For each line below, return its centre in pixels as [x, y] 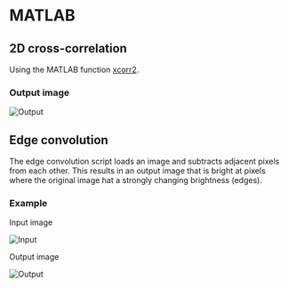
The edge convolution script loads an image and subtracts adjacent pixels [144, 162]
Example [28, 204]
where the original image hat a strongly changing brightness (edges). [136, 180]
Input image [31, 222]
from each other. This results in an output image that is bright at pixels [138, 171]
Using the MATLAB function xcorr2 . [74, 69]
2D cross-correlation [68, 48]
